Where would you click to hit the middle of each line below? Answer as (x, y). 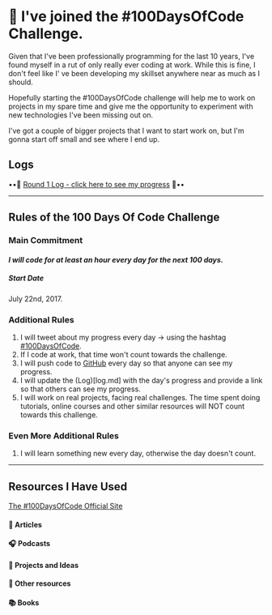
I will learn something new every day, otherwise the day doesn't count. (138, 454)
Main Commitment (46, 241)
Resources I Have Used (68, 487)
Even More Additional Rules (64, 435)
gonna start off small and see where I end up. (84, 139)
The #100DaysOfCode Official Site (66, 506)
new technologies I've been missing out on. (81, 115)
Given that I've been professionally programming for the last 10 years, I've (132, 56)
